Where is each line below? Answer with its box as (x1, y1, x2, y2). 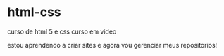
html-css (7, 4, 61, 20)
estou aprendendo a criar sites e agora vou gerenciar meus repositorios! (7, 41, 218, 49)
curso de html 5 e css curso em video (7, 27, 117, 36)
